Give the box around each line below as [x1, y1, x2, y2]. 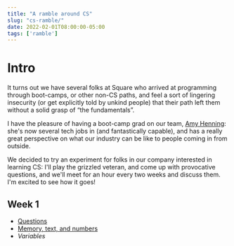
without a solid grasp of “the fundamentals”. [7, 106, 135, 115]
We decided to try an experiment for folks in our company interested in [7, 155, 212, 164]
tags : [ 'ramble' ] [7, 30, 58, 37]
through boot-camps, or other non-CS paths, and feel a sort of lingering [7, 91, 216, 99]
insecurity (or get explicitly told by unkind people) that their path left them [7, 98, 221, 107]
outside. [7, 142, 31, 150]
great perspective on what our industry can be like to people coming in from [7, 134, 228, 143]
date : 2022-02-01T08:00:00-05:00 [7, 23, 105, 30]
